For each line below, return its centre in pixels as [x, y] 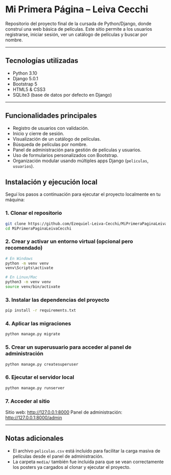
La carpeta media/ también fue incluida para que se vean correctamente [88, 462]
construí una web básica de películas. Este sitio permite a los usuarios [79, 29]
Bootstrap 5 [25, 84]
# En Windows [19, 258]
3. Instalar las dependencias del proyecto [57, 300]
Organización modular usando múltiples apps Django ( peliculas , [80, 161]
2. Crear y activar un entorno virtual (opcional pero [69, 241]
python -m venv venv [27, 263]
